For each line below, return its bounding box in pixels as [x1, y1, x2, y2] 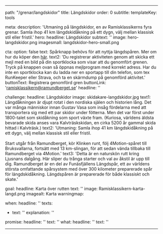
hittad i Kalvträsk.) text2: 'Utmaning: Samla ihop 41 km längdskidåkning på [5, 125, 153, 131]
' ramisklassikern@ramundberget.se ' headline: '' [5, 85, 101, 90]
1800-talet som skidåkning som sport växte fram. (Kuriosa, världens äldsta [5, 115, 154, 120]
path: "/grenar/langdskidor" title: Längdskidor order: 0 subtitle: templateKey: [5, 10, 157, 15]
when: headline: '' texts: [5, 200, 53, 206]
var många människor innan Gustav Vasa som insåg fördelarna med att [5, 104, 147, 110]
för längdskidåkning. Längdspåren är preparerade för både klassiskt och [5, 171, 150, 177]
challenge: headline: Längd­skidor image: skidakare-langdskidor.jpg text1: [5, 94, 151, 100]
